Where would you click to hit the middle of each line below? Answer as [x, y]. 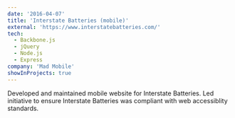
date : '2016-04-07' [36, 14]
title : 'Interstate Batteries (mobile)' [68, 20]
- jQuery [27, 47]
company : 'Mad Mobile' [41, 66]
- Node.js [28, 54]
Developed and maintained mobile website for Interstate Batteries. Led [111, 93]
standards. [23, 108]
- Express [28, 60]
